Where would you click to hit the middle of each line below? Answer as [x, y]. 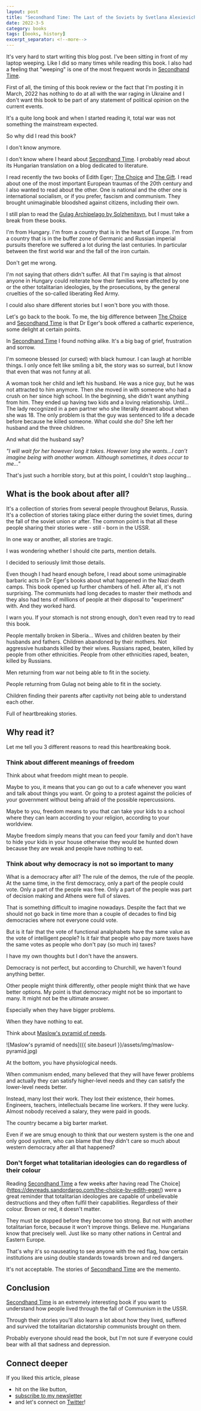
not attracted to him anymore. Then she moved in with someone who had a [99, 389]
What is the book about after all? [68, 494]
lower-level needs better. [37, 1087]
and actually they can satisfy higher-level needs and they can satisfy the [95, 1081]
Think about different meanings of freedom [70, 762]
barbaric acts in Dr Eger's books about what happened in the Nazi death [95, 580]
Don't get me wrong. [31, 263]
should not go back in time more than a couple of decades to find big [91, 914]
